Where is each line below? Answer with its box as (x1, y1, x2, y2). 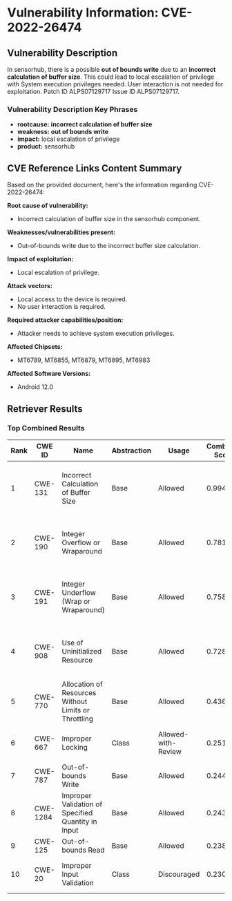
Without (61, 696, 88, 706)
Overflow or (61, 538, 101, 547)
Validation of (61, 799, 103, 809)
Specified (61, 808, 93, 817)
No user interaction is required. (17, 303, 106, 311)
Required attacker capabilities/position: (7, 316, 124, 324)
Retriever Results (7, 403, 83, 415)
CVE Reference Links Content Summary (7, 162, 182, 174)
